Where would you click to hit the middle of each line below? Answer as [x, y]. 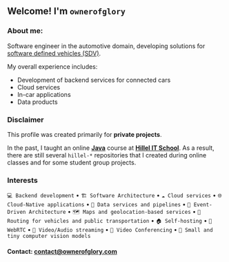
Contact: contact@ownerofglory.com [62, 251]
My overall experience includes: [52, 66]
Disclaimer [26, 120]
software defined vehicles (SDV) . [54, 53]
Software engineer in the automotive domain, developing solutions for [106, 46]
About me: [25, 31]
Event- [203, 205]
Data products [37, 102]
